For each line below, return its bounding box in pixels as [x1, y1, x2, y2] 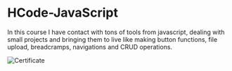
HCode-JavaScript [7, 5, 118, 21]
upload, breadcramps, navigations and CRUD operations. [7, 42, 173, 51]
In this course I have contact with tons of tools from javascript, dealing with [7, 28, 225, 36]
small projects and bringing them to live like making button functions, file [7, 35, 218, 43]
